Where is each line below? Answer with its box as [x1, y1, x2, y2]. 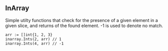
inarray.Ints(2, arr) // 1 [5, 36, 62, 41]
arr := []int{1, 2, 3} [5, 32, 53, 37]
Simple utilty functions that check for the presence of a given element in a [5, 17, 158, 23]
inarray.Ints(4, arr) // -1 [5, 41, 64, 46]
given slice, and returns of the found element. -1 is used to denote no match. [5, 22, 163, 28]
